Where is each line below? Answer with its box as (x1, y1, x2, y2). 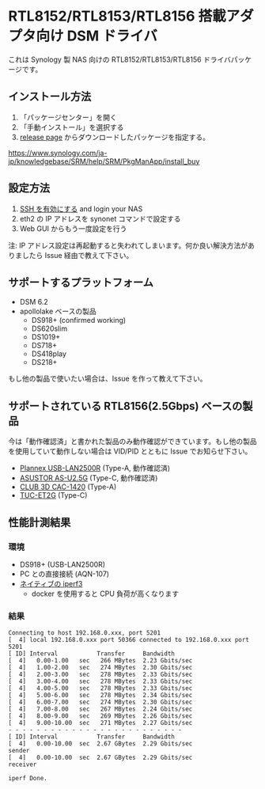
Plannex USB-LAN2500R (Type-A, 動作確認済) (19, 464, 171, 473)
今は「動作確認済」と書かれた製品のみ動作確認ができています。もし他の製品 (8, 437, 257, 446)
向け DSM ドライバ (36, 27, 158, 45)
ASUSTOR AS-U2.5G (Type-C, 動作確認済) (19, 473, 158, 483)
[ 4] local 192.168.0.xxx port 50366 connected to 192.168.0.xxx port (8, 636, 249, 644)
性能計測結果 (8, 515, 71, 529)
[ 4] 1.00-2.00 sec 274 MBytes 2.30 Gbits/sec (8, 664, 193, 672)
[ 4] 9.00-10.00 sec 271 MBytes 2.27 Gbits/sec (8, 719, 193, 727)
